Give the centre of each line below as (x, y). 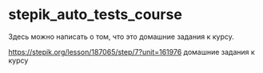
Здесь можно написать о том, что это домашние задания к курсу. (121, 36)
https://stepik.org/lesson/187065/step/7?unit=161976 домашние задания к (132, 52)
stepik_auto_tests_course (95, 15)
